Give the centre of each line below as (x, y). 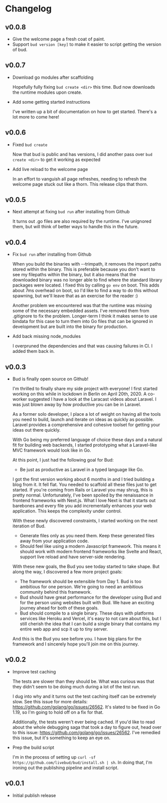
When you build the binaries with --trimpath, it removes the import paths (87, 264)
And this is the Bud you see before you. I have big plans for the (77, 639)
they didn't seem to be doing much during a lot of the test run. (76, 686)
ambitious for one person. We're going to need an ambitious (82, 587)
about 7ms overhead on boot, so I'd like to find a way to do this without (85, 291)
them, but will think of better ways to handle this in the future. (76, 227)
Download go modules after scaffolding (53, 77)
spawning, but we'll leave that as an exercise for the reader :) (75, 296)
